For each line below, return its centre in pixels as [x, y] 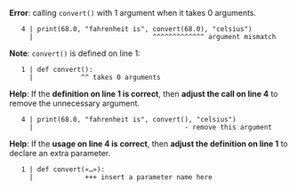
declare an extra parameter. [60, 153]
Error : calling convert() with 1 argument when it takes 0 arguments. [133, 13]
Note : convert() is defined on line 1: [75, 53]
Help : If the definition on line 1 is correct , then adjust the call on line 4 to [144, 94]
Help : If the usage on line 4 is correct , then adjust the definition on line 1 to [148, 144]
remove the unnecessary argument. [75, 103]
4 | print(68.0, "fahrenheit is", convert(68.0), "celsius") [136, 29]
